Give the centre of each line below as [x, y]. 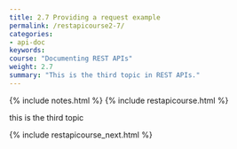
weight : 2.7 [31, 67]
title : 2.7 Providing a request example [85, 17]
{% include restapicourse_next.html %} [81, 135]
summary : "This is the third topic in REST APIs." [105, 75]
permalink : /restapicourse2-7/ [67, 26]
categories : [31, 34]
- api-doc [28, 42]
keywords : [28, 51]
